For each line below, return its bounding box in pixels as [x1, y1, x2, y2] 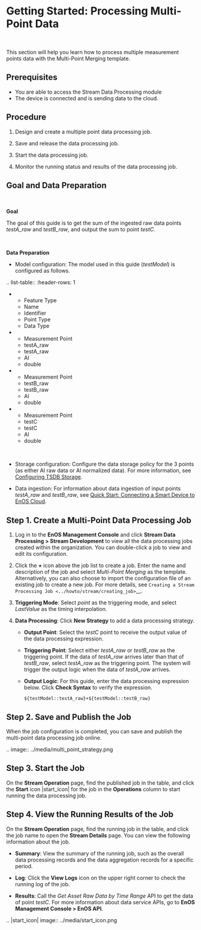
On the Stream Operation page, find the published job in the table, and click [6, 779, 194, 786]
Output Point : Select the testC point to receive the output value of [23, 629, 187, 636]
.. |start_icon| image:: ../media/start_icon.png [6, 916, 118, 923]
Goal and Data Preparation [6, 180, 107, 190]
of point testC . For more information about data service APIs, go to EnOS [14, 898, 195, 905]
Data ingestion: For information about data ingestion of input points [14, 485, 181, 492]
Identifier [23, 309, 47, 317]
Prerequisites [6, 72, 58, 82]
